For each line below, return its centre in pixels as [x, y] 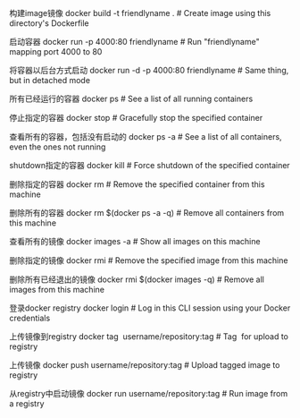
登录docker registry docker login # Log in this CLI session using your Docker [150, 308]
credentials [30, 318]
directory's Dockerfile [49, 23]
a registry [27, 404]
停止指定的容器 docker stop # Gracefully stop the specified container [136, 118]
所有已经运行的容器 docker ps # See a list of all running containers [131, 98]
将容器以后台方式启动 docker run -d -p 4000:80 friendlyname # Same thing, [149, 70]
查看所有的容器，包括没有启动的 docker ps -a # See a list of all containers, [146, 136]
